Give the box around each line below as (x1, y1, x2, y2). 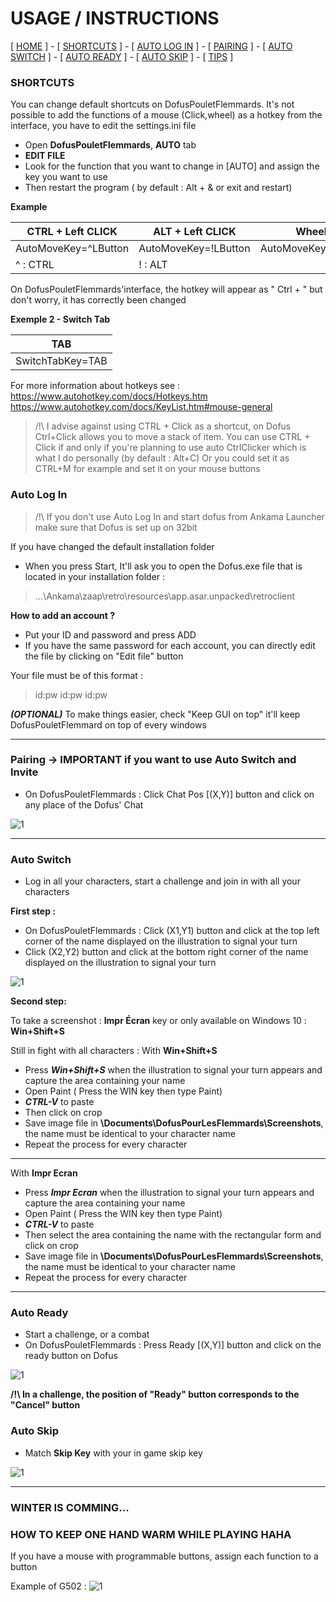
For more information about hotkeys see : (10, 380, 181, 392)
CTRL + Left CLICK (26, 225, 118, 239)
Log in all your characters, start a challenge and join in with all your (24, 875, 301, 887)
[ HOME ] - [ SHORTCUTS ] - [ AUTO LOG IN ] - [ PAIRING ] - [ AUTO (10, 40, 293, 52)
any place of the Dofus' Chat (24, 798, 144, 811)
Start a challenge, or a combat (24, 1328, 150, 1341)
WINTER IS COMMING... (10, 1500, 130, 1514)
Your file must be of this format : (10, 669, 143, 681)
